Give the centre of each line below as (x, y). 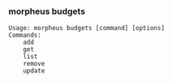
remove (34, 64)
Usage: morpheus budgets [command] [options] (86, 28)
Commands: (25, 35)
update (34, 71)
